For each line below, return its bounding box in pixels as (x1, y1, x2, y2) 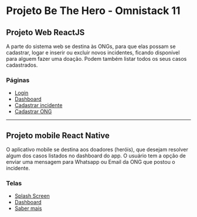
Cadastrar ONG (14, 108, 52, 115)
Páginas (6, 76, 30, 84)
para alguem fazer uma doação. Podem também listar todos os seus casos (6, 56, 187, 62)
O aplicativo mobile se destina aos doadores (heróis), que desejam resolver (6, 146, 189, 153)
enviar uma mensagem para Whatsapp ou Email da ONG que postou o (6, 159, 175, 166)
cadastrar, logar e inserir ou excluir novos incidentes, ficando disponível (6, 49, 180, 56)
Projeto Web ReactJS (6, 27, 85, 37)
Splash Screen (14, 192, 50, 199)
